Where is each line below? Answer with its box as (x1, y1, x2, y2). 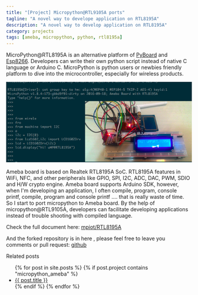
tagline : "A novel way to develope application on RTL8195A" (6, 15, 160, 22)
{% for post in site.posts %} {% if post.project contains (14, 264, 148, 271)
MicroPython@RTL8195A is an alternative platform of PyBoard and (6, 51, 168, 58)
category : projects (6, 28, 54, 34)
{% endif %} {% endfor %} (14, 283, 80, 290)
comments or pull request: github (6, 241, 87, 248)
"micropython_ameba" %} (14, 270, 78, 277)
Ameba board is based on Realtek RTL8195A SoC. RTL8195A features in (6, 168, 181, 175)
